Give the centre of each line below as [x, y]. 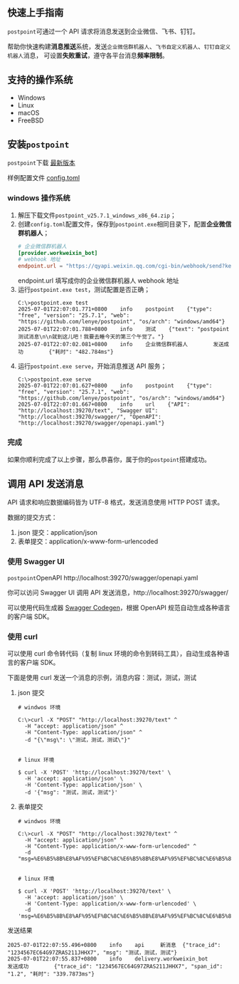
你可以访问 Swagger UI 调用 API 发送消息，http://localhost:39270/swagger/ [118, 592]
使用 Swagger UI [36, 562]
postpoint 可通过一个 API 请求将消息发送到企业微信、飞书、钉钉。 [103, 31]
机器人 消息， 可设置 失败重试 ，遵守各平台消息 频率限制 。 [88, 55]
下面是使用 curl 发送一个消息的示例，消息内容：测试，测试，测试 [102, 677]
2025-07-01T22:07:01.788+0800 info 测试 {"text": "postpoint [123, 330]
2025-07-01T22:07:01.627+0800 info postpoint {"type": [115, 386]
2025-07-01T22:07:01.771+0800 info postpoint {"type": [115, 309]
